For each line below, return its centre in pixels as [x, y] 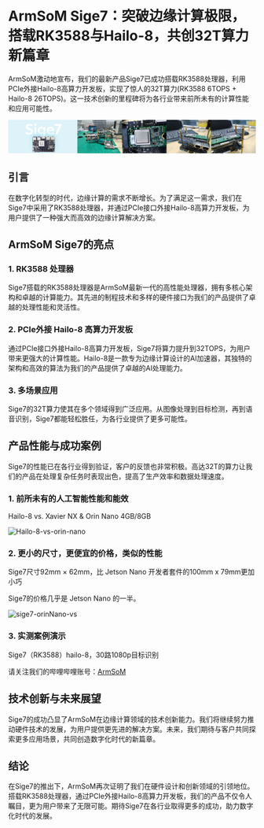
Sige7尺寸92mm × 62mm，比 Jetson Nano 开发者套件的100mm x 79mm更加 [132, 572]
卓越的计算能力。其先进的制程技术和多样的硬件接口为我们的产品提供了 [135, 298]
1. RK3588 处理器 [41, 269]
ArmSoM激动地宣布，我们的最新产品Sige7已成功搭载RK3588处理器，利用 [127, 79]
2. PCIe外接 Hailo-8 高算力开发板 [71, 330]
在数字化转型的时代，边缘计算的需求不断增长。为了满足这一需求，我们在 [125, 198]
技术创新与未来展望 [55, 699]
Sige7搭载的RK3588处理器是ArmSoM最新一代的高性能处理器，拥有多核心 [127, 287]
